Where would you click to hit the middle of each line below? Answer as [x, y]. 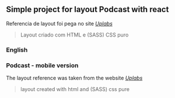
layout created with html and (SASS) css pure [75, 89]
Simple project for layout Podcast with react [87, 10]
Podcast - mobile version [42, 65]
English [17, 50]
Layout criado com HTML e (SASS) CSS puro [74, 35]
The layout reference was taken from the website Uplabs [74, 78]
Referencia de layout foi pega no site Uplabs [59, 23]
